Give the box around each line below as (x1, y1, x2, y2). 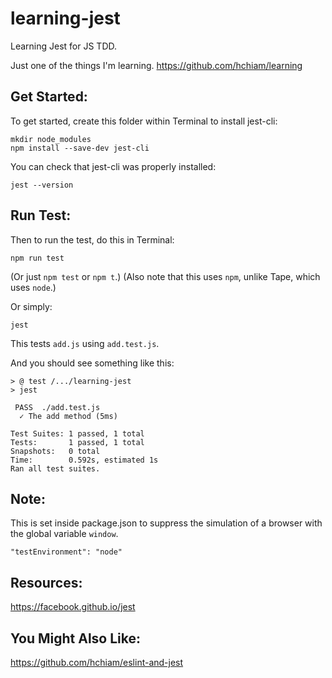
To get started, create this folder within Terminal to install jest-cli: (10, 115, 278, 127)
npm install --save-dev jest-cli (10, 143, 150, 153)
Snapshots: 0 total (10, 446, 101, 456)
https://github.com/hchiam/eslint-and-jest (10, 657, 184, 668)
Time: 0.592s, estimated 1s (10, 455, 159, 465)
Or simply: (10, 300, 53, 312)
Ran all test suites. (10, 463, 101, 474)
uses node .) (10, 281, 57, 293)
